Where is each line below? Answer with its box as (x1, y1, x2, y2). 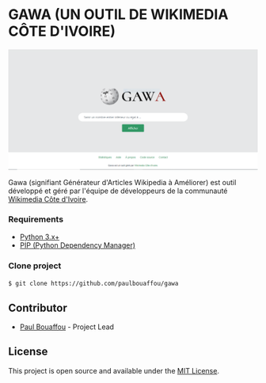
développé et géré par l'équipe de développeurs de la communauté (8, 186, 228, 195)
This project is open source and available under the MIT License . (8, 366, 220, 375)
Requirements (8, 214, 64, 225)
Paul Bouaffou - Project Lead (19, 322, 115, 332)
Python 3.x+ (19, 232, 60, 241)
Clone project (8, 260, 62, 271)
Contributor (8, 301, 67, 314)
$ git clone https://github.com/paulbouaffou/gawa (8, 279, 179, 288)
